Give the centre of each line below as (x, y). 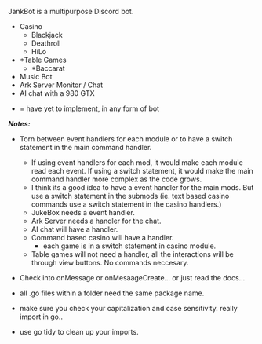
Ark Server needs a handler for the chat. (96, 221)
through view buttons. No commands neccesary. (110, 263)
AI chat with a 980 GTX (57, 93)
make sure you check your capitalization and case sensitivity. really (128, 308)
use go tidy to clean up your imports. (79, 332)
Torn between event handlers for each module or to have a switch (126, 139)
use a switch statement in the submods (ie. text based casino (130, 196)
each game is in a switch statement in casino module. (129, 246)
